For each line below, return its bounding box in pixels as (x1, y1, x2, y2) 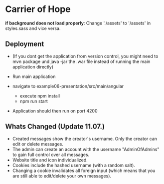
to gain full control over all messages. (12, 151, 90, 157)
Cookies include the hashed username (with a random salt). (12, 162, 136, 168)
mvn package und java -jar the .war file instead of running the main (12, 58, 151, 64)
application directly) (12, 63, 54, 69)
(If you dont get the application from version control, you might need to (12, 53, 159, 59)
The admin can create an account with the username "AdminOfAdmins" (12, 146, 160, 152)
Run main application (12, 73, 56, 79)
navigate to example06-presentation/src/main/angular (12, 83, 124, 89)
